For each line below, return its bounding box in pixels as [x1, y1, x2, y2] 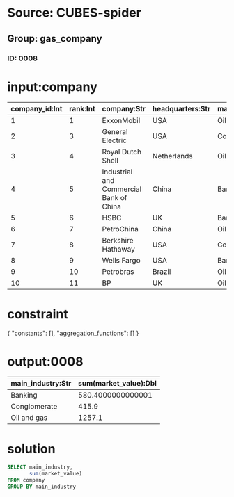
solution [7, 441, 56, 457]
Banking [10, 391, 38, 400]
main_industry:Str [10, 379, 72, 389]
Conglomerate [10, 402, 58, 412]
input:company [7, 79, 97, 95]
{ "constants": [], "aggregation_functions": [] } [7, 329, 139, 338]
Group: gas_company [7, 33, 102, 44]
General [102, 127, 128, 137]
